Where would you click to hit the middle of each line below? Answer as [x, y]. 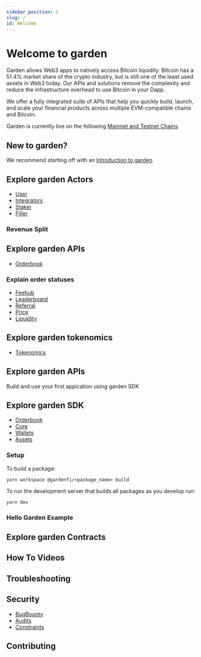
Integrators [29, 200]
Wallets [24, 433]
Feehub [25, 293]
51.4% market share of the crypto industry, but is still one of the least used [100, 77]
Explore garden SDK [45, 405]
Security [23, 599]
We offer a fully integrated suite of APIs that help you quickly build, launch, [100, 102]
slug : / [16, 18]
